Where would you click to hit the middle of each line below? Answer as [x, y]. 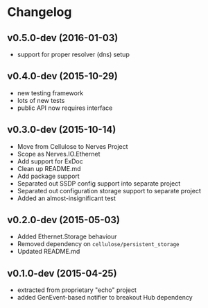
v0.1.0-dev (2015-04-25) [62, 273]
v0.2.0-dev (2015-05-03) [63, 220]
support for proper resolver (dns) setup [73, 54]
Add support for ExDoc [50, 161]
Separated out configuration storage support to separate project [109, 191]
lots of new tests [41, 100]
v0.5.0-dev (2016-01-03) [63, 38]
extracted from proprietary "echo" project [77, 290]
